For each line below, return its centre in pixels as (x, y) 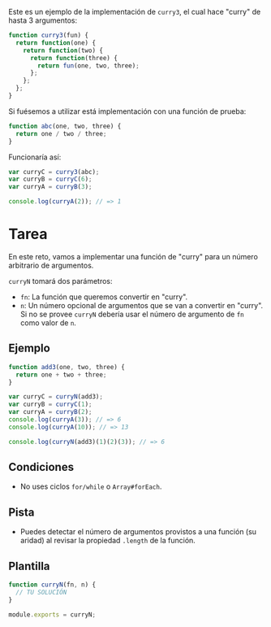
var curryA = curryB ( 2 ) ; (50, 412)
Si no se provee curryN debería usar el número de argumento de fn (132, 314)
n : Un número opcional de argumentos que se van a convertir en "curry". (142, 305)
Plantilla (29, 566)
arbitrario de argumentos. (51, 265)
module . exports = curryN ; (52, 614)
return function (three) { (73, 58)
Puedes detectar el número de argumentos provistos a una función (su (138, 532)
